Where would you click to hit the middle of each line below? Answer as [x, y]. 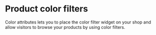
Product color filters [47, 9]
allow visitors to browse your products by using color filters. [65, 27]
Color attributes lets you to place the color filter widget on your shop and [78, 22]
